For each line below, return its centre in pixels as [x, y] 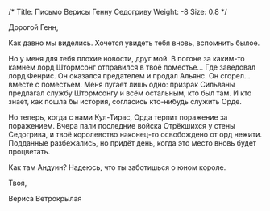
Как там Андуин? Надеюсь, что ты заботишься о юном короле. [117, 167]
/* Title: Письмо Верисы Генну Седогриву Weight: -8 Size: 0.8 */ [118, 12]
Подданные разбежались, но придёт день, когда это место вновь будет [132, 143]
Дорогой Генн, [33, 27]
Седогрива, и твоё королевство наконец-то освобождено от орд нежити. [135, 134]
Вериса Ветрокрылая [45, 198]
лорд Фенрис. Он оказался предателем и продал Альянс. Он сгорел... [129, 76]
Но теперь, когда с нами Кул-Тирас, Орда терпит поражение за [118, 117]
